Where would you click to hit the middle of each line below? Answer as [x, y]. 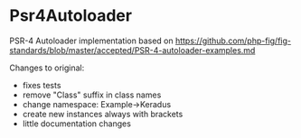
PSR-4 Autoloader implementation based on [91, 41]
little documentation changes [76, 124]
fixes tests [42, 85]
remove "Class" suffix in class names [92, 95]
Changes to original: [47, 68]
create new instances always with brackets [103, 114]
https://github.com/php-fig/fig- [233, 41]
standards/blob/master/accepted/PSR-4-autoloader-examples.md [132, 50]
